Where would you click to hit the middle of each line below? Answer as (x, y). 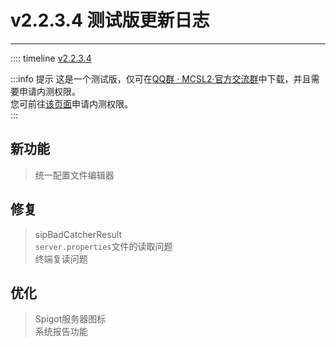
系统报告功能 (61, 332)
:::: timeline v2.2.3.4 (51, 58)
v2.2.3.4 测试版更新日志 (110, 20)
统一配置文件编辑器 (74, 175)
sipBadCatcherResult (78, 234)
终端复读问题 (61, 258)
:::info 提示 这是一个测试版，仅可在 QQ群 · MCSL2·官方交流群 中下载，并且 (161, 78)
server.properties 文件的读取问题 (103, 246)
